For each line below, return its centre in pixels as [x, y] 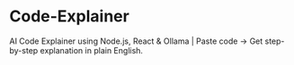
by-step [24, 50]
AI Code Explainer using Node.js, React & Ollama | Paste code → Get [136, 41]
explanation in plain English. [92, 50]
